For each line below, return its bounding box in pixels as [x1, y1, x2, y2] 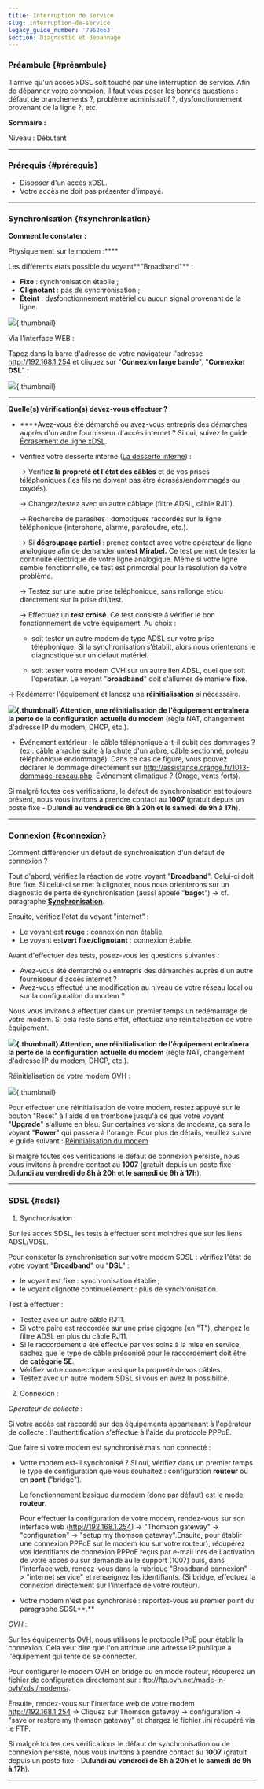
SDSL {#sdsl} [8, 1195, 60, 1206]
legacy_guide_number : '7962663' [8, 26, 114, 34]
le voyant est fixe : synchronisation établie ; [19, 1276, 160, 1285]
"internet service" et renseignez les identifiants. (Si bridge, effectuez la [26, 1572, 256, 1581]
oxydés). [19, 483, 49, 493]
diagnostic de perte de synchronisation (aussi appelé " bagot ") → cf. [8, 888, 229, 898]
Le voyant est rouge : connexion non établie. [19, 927, 165, 937]
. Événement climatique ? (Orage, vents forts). [91, 771, 241, 780]
